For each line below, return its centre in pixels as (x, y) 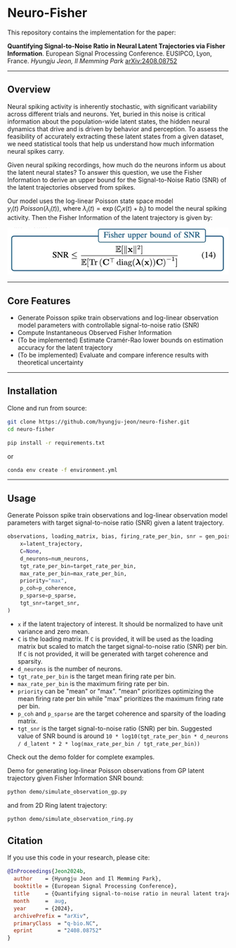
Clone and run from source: (47, 408)
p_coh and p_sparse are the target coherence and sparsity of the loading (122, 713)
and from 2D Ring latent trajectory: (57, 805)
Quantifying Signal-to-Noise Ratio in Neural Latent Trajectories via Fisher (117, 46)
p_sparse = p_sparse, (48, 596)
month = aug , (41, 901)
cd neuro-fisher (31, 429)
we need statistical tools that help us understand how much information (111, 144)
